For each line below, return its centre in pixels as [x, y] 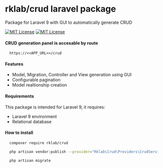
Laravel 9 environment [34, 116]
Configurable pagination [36, 80]
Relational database [32, 121]
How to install [19, 133]
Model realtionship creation [39, 85]
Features [14, 64]
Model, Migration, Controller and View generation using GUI [72, 75]
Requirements [20, 96]
